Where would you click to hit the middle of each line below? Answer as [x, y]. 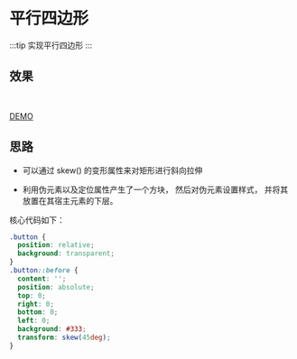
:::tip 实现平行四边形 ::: [51, 45]
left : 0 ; [34, 321]
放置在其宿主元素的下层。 [70, 200]
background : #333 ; [52, 329]
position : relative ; [56, 245]
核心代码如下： [37, 220]
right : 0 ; [36, 304]
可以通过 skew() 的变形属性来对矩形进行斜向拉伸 [112, 170]
